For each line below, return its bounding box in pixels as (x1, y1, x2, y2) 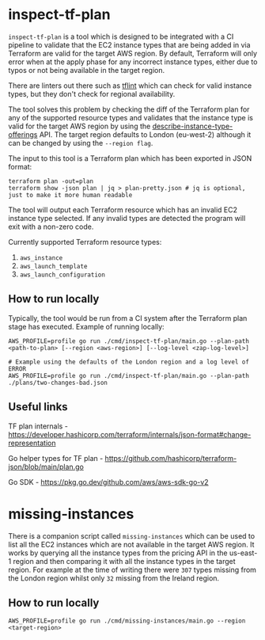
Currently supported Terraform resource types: (8, 237, 162, 246)
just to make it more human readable (8, 191, 133, 199)
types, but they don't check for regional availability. (8, 89, 176, 98)
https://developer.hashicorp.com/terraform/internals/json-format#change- (8, 429, 252, 439)
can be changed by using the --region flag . (8, 138, 153, 147)
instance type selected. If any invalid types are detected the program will (8, 213, 246, 223)
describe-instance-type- (152, 121, 233, 131)
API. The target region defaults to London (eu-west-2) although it (39, 129, 252, 139)
